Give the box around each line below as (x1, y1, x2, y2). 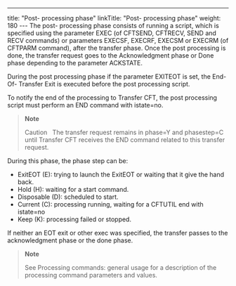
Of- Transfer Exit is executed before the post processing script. (7, 80, 190, 88)
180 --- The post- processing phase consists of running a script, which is (7, 22, 219, 30)
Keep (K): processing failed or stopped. (17, 215, 132, 223)
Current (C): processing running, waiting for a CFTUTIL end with (17, 200, 204, 208)
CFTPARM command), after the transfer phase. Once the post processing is (7, 44, 226, 52)
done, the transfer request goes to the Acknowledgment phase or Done (7, 51, 214, 60)
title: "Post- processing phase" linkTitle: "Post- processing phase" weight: (7, 14, 221, 22)
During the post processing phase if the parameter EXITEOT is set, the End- (7, 72, 227, 81)
